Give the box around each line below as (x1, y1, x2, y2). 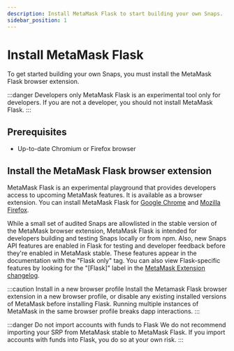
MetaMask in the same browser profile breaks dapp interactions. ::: (7, 307, 200, 315)
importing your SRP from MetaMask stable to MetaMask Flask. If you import (7, 328, 226, 336)
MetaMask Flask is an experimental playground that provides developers (7, 183, 217, 192)
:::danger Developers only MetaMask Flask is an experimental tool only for (7, 91, 221, 99)
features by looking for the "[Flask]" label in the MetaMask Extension (7, 264, 205, 273)
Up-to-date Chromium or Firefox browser (17, 145, 136, 153)
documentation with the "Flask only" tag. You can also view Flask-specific (7, 257, 221, 265)
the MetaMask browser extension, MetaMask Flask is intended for (7, 227, 198, 235)
